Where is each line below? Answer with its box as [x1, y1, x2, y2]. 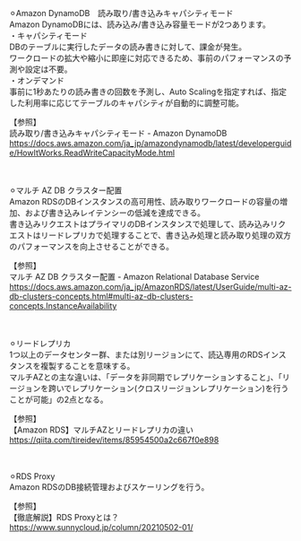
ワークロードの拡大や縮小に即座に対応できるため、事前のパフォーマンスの [9, 53, 284, 63]
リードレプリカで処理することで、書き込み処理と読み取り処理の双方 [39, 230, 292, 240]
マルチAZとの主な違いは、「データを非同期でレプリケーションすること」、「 [9, 371, 283, 382]
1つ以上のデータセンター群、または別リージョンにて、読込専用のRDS [9, 349, 263, 360]
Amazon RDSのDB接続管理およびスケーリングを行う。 [9, 482, 210, 492]
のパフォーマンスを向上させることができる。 [9, 241, 175, 251]
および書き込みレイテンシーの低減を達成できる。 [24, 207, 206, 218]
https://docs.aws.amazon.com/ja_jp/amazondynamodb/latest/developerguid [9, 138, 292, 148]
